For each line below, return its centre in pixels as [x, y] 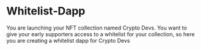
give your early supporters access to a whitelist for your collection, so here [100, 34]
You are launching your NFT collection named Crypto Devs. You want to [97, 28]
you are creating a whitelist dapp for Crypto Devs [68, 40]
